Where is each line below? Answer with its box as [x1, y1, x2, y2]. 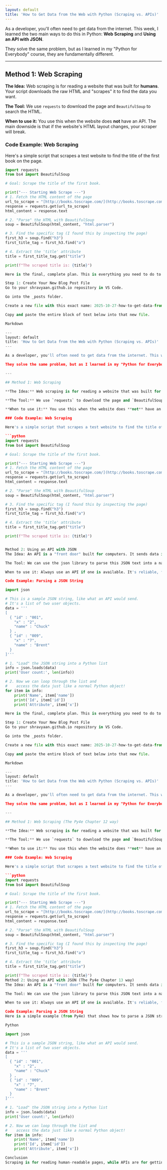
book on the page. [5, 157, 43, 164]
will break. [5, 129, 26, 135]
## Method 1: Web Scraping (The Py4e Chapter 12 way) [5, 819, 119, 824]
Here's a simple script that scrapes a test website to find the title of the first [5, 153, 160, 158]
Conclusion [5, 1156, 28, 1161]
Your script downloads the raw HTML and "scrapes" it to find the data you [5, 88, 157, 94]
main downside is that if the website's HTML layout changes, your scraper [5, 124, 157, 130]
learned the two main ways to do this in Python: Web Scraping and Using [5, 31, 156, 37]
